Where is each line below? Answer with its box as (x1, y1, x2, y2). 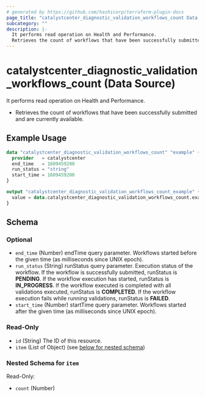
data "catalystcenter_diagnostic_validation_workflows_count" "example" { (6, 149, 201, 155)
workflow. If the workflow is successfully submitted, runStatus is (15, 269, 178, 276)
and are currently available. (15, 115, 84, 122)
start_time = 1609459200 (12, 172, 75, 178)
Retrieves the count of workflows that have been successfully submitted (15, 108, 197, 116)
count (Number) (15, 384, 55, 391)
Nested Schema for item (6, 358, 79, 367)
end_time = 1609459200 (12, 160, 75, 167)
